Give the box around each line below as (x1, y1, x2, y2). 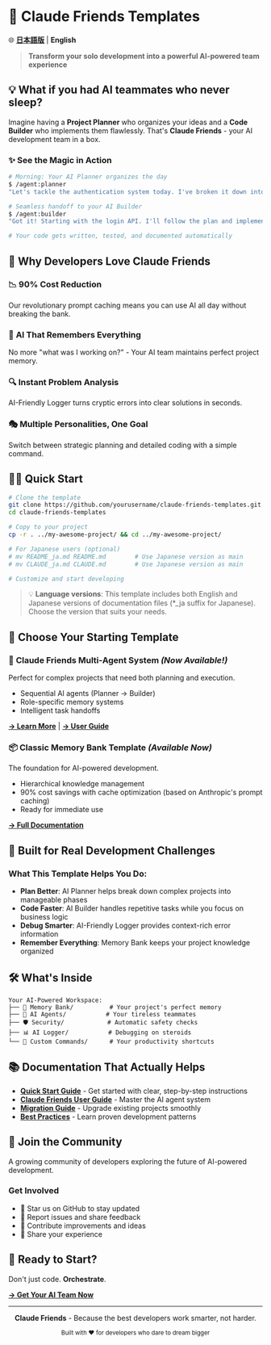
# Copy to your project (8, 523, 89, 531)
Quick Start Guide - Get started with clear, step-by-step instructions (19, 1086, 248, 1096)
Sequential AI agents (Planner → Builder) (19, 689, 156, 698)
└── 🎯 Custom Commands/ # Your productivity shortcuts (8, 1037, 215, 1045)
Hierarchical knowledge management (19, 779, 145, 789)
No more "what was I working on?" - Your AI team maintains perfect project (8, 347, 260, 358)
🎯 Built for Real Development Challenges (8, 844, 216, 857)
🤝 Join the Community (8, 1135, 123, 1149)
